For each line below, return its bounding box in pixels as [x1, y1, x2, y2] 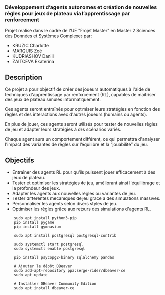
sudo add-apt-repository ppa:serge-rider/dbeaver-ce [14, 268, 126, 273]
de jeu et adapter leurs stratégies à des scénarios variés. [5, 126, 122, 133]
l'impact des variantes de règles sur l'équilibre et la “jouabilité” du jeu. [5, 141, 148, 148]
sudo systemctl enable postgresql [14, 246, 85, 251]
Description [5, 73, 42, 81]
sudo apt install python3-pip [14, 215, 77, 220]
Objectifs [5, 156, 35, 164]
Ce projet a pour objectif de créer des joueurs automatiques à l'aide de [5, 86, 151, 92]
